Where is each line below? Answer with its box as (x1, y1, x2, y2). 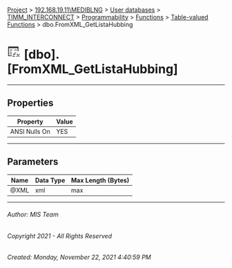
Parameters (7, 155, 59, 167)
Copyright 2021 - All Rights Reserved (7, 231, 113, 240)
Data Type (35, 176, 66, 184)
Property (17, 117, 43, 126)
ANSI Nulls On (10, 128, 50, 136)
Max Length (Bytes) (71, 176, 130, 184)
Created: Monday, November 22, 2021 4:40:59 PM (7, 253, 152, 262)
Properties (7, 97, 54, 108)
